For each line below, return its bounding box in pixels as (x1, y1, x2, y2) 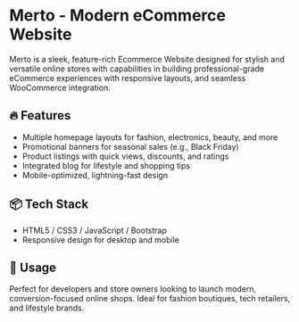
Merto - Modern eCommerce (9, 5, 226, 26)
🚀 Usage (9, 260, 56, 275)
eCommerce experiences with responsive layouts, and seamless (9, 72, 246, 83)
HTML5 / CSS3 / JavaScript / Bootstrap (21, 225, 168, 235)
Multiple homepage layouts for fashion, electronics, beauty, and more (21, 131, 278, 143)
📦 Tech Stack (9, 197, 89, 212)
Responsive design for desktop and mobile (21, 234, 180, 245)
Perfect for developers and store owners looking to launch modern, (9, 284, 257, 294)
